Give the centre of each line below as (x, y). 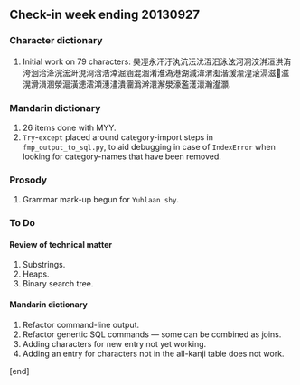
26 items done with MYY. (69, 127)
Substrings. (44, 265)
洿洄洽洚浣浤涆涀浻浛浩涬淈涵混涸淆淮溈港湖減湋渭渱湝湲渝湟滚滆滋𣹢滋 (155, 72)
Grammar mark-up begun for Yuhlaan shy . (100, 200)
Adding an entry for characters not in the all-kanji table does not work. (153, 353)
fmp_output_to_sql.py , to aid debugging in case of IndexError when (149, 146)
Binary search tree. (58, 284)
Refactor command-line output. (81, 324)
